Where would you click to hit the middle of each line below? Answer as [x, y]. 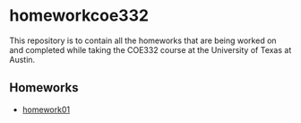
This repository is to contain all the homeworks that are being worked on [143, 40]
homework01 [46, 110]
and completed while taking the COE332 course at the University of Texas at [150, 49]
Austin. [22, 59]
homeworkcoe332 [79, 16]
